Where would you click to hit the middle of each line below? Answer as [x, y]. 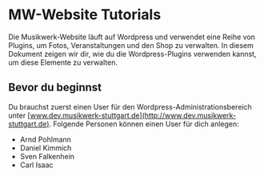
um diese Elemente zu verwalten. [63, 62]
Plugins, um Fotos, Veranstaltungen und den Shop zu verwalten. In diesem [131, 45]
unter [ [19, 115]
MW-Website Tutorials [85, 15]
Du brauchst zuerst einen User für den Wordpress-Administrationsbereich [130, 106]
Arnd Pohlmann [46, 139]
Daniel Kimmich [46, 148]
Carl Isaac [36, 165]
